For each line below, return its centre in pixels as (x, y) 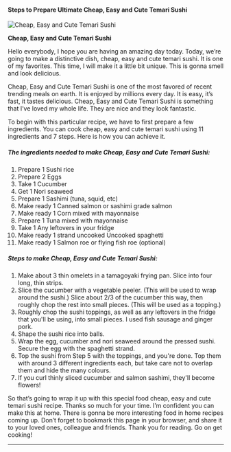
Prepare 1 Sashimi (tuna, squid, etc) (68, 199)
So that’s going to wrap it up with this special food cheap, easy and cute (110, 398)
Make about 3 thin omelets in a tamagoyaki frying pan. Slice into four (115, 275)
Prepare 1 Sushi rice (46, 170)
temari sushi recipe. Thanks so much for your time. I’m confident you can (111, 406)
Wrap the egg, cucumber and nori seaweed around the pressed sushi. (117, 341)
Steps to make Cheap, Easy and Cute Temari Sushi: (83, 258)
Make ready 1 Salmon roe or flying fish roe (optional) (92, 242)
